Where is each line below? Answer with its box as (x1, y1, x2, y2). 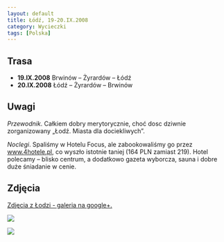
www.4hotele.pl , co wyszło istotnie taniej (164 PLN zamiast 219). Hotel (7, 147, 208, 156)
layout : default (7, 10, 54, 17)
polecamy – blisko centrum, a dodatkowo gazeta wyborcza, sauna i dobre (7, 155, 218, 163)
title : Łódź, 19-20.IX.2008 (7, 17, 89, 24)
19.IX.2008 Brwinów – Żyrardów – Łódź (17, 74, 132, 82)
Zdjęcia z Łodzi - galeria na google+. (7, 200, 112, 209)
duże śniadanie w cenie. (7, 162, 76, 171)
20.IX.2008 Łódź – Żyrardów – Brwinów (17, 81, 133, 89)
